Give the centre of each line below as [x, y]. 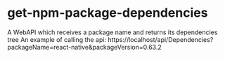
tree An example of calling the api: [57, 39]
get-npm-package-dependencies [108, 13]
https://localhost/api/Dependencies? [161, 39]
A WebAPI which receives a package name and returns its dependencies [112, 32]
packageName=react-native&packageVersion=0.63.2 [84, 47]
